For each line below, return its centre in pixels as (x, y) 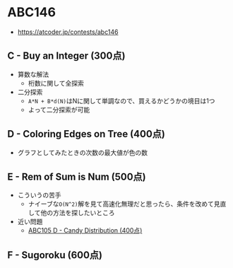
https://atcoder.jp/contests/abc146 (68, 32)
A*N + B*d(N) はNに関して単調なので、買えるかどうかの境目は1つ (121, 100)
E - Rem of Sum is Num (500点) (77, 176)
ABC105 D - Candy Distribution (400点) (85, 231)
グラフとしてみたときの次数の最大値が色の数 (83, 152)
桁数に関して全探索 (56, 83)
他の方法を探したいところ (78, 213)
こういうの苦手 (39, 195)
